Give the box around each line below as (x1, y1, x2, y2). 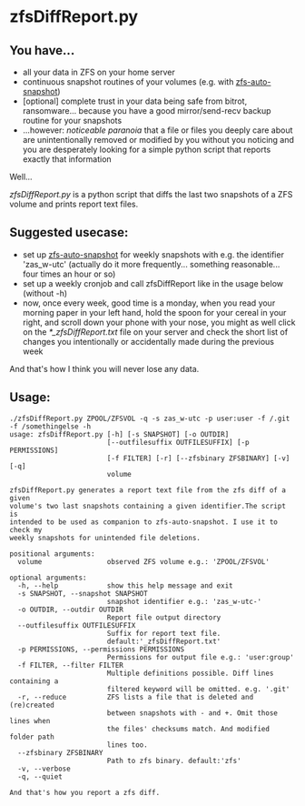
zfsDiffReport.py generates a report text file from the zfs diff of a (9, 485, 286, 495)
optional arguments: (9, 573, 88, 582)
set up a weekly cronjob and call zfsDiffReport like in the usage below (22, 277, 284, 288)
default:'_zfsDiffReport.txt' (106, 637, 221, 646)
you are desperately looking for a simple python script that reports (22, 144, 271, 155)
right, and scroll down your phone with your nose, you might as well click (22, 317, 296, 327)
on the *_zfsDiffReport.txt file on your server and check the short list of (22, 326, 289, 338)
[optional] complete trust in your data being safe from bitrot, (22, 96, 248, 106)
